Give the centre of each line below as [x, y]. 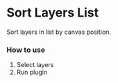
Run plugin [32, 72]
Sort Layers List [53, 13]
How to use [26, 50]
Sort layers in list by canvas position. [59, 32]
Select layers [35, 65]
